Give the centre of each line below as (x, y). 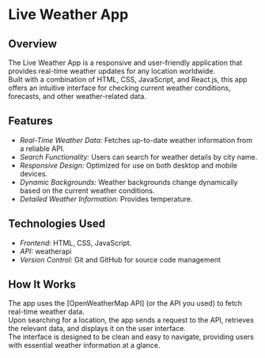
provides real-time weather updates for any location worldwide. (112, 71)
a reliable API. (42, 149)
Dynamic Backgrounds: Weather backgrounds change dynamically (129, 182)
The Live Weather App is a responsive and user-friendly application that (125, 62)
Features (30, 121)
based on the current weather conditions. (87, 190)
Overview (33, 44)
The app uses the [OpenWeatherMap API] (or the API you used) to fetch (125, 303)
